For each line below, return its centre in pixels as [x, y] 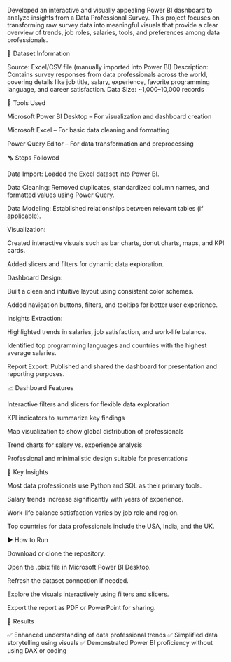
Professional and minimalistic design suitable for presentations [97, 458]
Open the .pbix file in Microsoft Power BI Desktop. [79, 567]
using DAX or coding [37, 650]
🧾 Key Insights [28, 472]
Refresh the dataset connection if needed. [68, 580]
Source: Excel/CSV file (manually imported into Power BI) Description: [108, 67]
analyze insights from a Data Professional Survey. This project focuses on [113, 18]
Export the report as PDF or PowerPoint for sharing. [82, 608]
